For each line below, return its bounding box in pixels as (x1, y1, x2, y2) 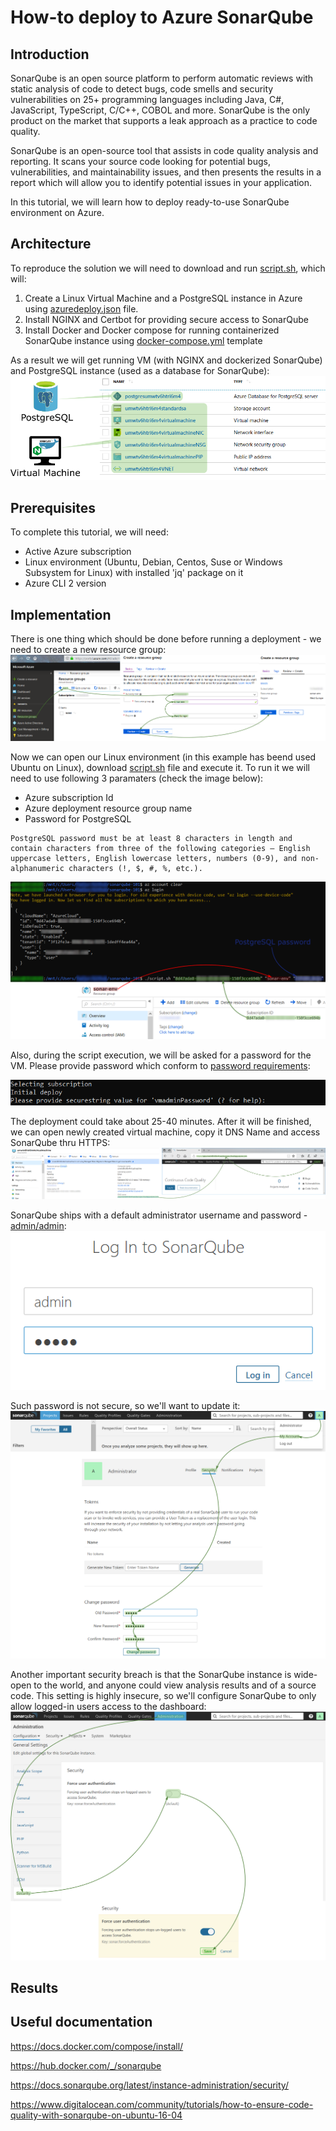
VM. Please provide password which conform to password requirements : (10, 1059, 311, 1071)
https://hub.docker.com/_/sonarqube (10, 2059, 162, 2071)
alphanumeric (10, 863, 65, 873)
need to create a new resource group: (10, 644, 167, 655)
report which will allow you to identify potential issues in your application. (10, 177, 313, 188)
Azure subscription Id (24, 791, 114, 803)
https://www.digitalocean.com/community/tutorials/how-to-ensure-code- (10, 2098, 314, 2110)
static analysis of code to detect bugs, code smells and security (10, 83, 274, 95)
